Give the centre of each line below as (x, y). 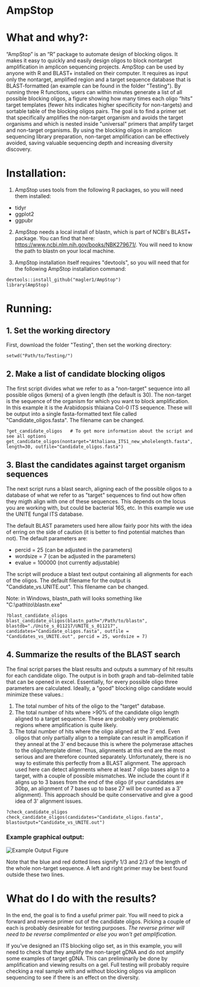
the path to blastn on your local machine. (65, 251)
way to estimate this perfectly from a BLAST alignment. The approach (100, 763)
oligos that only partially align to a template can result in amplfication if (101, 738)
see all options (26, 436)
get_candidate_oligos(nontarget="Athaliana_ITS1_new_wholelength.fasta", (100, 441)
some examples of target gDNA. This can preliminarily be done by (87, 958)
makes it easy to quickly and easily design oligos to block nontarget (89, 61)
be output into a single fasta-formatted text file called (71, 414)
